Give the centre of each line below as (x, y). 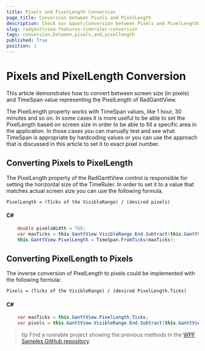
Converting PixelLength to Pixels (70, 259)
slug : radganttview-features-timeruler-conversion (72, 29)
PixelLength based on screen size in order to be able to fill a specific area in (102, 124)
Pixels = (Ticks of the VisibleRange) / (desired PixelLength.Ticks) (97, 291)
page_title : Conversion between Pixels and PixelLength (79, 18)
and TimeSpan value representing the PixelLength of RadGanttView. (92, 100)
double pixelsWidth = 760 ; (52, 228)
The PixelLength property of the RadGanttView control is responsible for (97, 178)
